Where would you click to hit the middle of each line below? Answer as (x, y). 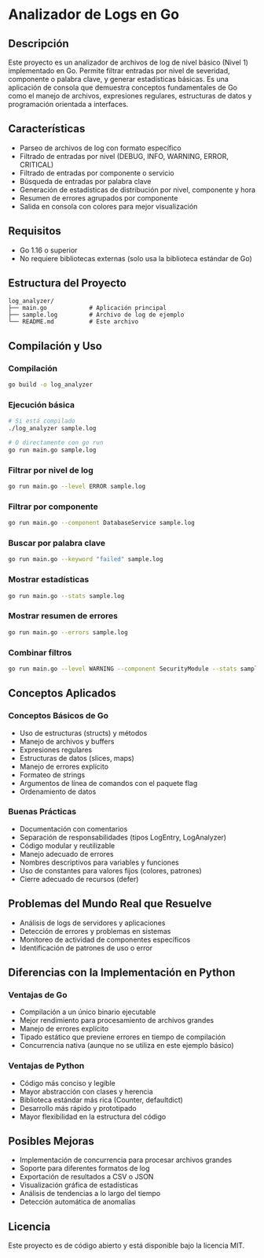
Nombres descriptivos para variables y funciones (99, 862)
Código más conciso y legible (67, 1083)
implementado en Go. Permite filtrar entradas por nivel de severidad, (119, 71)
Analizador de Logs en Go (93, 15)
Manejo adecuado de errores (66, 854)
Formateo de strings (52, 775)
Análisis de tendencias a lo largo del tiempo (90, 1193)
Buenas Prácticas (42, 812)
